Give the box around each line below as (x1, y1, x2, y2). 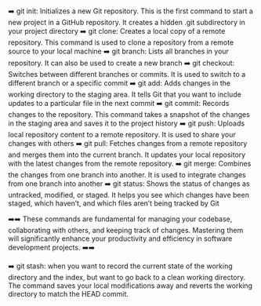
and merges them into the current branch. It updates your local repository (8, 150, 246, 159)
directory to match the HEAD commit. (8, 290, 129, 298)
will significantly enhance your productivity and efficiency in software (8, 234, 233, 243)
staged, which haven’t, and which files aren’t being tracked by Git (8, 199, 219, 208)
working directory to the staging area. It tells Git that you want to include (8, 89, 241, 99)
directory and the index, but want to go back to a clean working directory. (8, 273, 246, 282)
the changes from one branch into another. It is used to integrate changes (8, 170, 246, 179)
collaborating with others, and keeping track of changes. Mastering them (8, 226, 244, 235)
